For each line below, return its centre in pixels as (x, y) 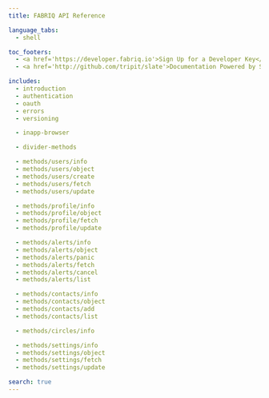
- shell (28, 38)
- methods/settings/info (57, 345)
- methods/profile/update (59, 229)
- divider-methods (46, 147)
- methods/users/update (55, 191)
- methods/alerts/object (57, 250)
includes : (25, 82)
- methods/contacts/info (57, 294)
